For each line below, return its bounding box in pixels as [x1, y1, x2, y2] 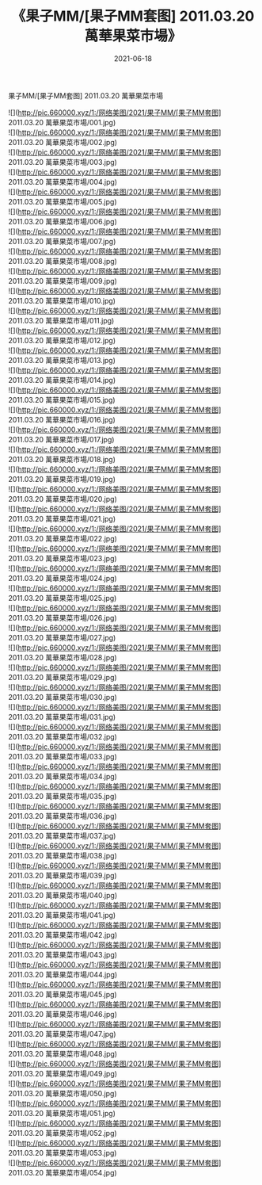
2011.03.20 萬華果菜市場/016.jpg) [8, 415, 116, 424]
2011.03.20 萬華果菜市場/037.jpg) [8, 831, 116, 840]
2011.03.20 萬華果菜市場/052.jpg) [8, 1128, 117, 1137]
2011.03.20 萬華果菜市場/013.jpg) [8, 355, 116, 365]
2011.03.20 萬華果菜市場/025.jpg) [8, 593, 117, 602]
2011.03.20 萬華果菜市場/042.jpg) [8, 930, 118, 939]
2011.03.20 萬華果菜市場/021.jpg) [8, 514, 116, 523]
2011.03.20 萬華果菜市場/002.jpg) [8, 137, 117, 147]
